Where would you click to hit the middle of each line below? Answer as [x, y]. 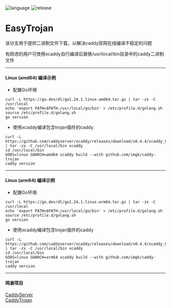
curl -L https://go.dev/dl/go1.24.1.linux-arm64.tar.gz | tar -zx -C [81, 202]
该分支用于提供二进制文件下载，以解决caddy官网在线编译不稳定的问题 [79, 43]
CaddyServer [19, 294]
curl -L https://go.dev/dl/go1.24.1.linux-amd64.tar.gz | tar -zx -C [81, 100]
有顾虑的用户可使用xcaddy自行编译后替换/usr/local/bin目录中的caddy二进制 [85, 54]
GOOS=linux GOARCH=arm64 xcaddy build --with [54, 257]
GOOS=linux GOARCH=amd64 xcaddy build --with [54, 155]
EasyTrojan [30, 28]
